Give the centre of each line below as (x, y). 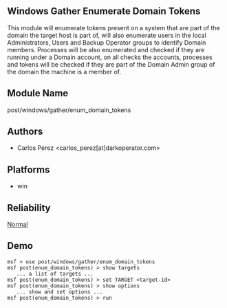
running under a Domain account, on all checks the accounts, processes (110, 57)
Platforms (29, 169)
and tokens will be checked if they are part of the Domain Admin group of (111, 64)
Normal (18, 224)
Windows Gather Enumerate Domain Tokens (104, 11)
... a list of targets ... (55, 274)
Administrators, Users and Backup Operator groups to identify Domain (107, 42)
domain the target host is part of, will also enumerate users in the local (107, 35)
